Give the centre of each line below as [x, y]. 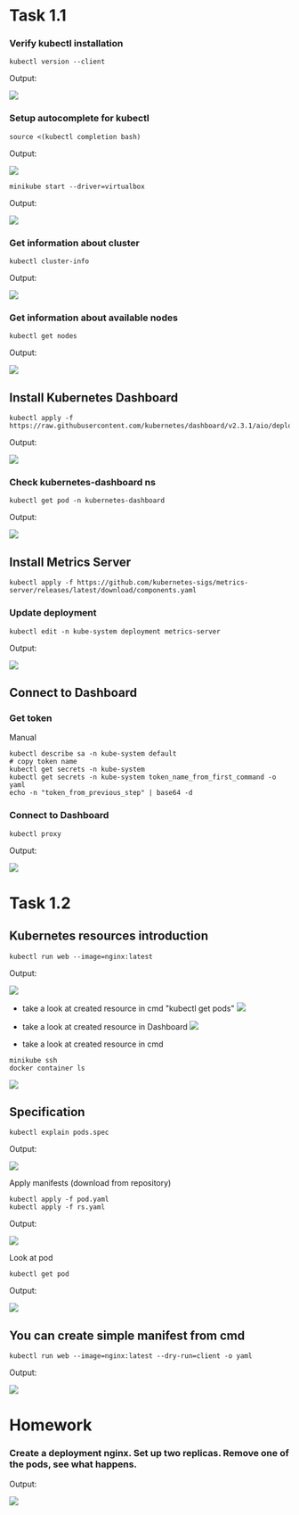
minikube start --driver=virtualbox [77, 186]
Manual [23, 738]
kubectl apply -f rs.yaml [57, 1207]
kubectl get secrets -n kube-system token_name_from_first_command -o [143, 777]
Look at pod [31, 1258]
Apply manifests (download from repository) [90, 1183]
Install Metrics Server [70, 562]
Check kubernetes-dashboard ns [82, 483]
